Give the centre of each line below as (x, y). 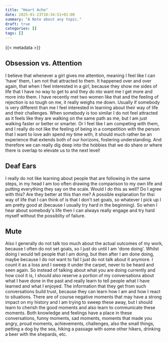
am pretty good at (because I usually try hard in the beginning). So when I (81, 205)
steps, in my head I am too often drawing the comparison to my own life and (84, 184)
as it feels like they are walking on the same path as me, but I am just (76, 118)
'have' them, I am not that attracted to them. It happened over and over (78, 80)
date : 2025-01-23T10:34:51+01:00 (40, 15)
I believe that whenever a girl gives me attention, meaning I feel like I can (80, 75)
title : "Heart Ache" (27, 10)
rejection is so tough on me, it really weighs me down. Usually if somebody (82, 102)
